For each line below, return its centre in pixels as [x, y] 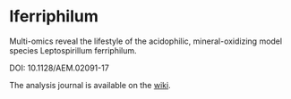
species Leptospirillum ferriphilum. [73, 50]
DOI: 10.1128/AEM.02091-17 [59, 68]
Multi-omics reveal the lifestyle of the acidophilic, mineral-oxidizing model [146, 41]
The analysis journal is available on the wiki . [90, 85]
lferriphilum [54, 16]
